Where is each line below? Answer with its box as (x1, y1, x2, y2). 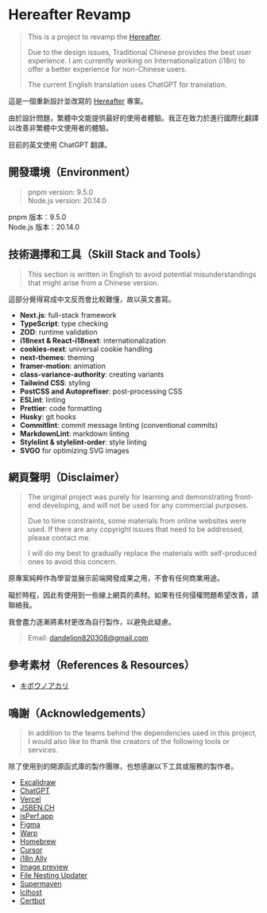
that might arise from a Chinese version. (27, 277, 160, 288)
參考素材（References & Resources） (8, 658, 195, 672)
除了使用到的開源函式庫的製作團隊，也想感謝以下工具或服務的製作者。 (8, 762, 238, 770)
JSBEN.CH (19, 803, 55, 812)
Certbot (19, 896, 45, 905)
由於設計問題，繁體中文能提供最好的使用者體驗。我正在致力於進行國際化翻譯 (8, 113, 259, 123)
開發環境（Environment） (8, 166, 137, 179)
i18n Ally (19, 854, 48, 863)
